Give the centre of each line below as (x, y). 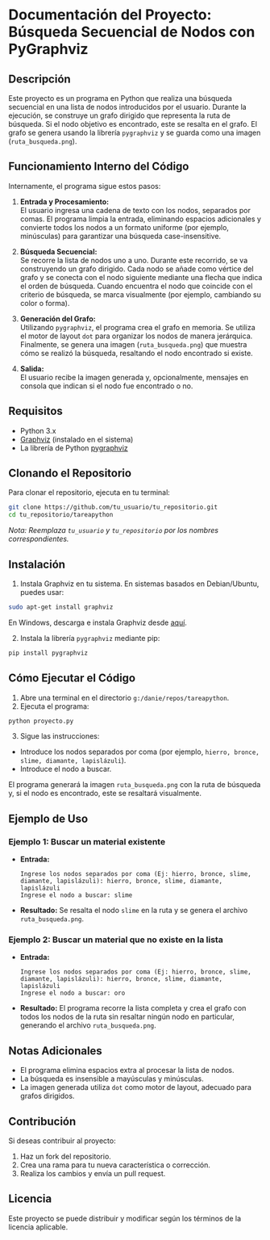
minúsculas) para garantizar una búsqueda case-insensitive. (120, 236)
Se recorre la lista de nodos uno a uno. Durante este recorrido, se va (134, 260)
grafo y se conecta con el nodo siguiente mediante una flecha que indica (141, 277)
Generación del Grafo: (58, 318)
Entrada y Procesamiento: (64, 201)
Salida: (32, 368)
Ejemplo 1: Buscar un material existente (87, 841)
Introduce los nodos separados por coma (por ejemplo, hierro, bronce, (140, 752)
